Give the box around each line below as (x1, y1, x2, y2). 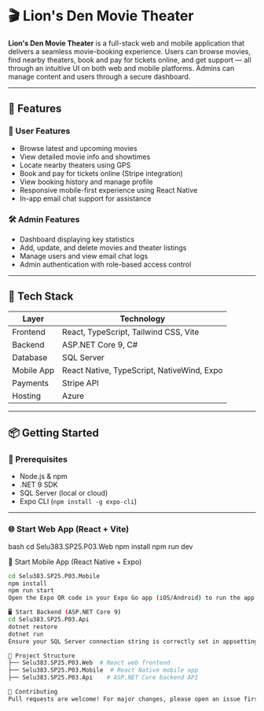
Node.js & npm (19, 472, 68, 481)
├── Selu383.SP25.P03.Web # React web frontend (8, 659, 170, 667)
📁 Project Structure (8, 651, 76, 660)
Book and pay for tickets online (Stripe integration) (19, 168, 183, 178)
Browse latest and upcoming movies (19, 143, 137, 153)
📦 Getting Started (8, 426, 100, 440)
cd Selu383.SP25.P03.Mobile (8, 572, 101, 580)
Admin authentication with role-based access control (19, 260, 192, 269)
